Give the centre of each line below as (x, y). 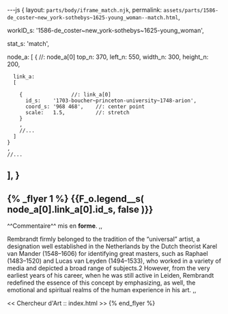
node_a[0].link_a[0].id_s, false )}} (80, 209)
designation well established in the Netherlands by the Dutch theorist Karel (112, 246)
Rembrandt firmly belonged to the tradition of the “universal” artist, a (103, 239)
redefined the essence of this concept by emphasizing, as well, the (101, 283)
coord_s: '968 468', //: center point (85, 107)
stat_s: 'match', (28, 43)
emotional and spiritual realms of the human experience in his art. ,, (102, 290)
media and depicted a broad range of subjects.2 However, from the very (109, 268)
